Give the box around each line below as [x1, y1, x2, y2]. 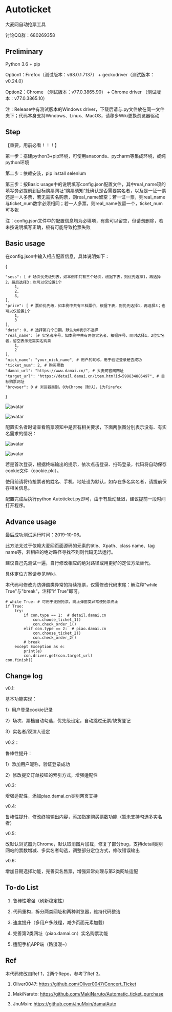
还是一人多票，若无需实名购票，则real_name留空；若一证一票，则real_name [5, 194, 166, 200]
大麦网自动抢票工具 [5, 21, 46, 27]
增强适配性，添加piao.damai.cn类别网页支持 [5, 793, 98, 799]
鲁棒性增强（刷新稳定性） [12, 897, 67, 903]
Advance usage [5, 517, 56, 526]
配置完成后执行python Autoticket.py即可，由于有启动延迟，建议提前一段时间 [5, 496, 166, 502]
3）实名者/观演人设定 [5, 728, 50, 734]
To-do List [5, 883, 39, 892]
